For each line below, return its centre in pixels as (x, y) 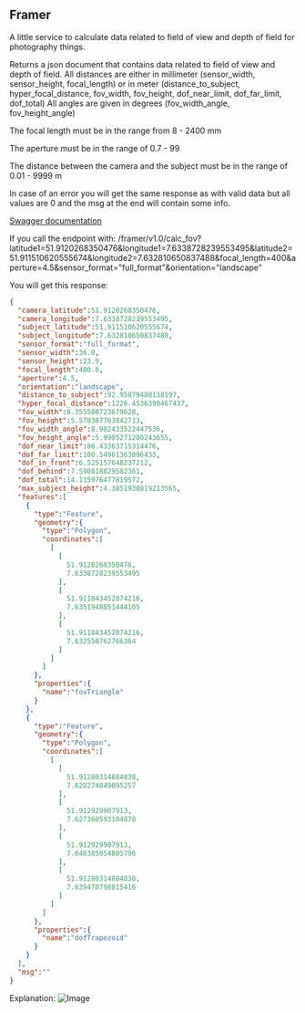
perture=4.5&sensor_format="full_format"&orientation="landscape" (136, 267)
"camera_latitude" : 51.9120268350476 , (89, 310)
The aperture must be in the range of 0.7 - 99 (95, 148)
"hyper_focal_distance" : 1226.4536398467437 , (103, 404)
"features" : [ (42, 496)
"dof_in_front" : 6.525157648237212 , (85, 463)
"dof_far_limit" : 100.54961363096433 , (89, 454)
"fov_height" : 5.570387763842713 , (81, 421)
